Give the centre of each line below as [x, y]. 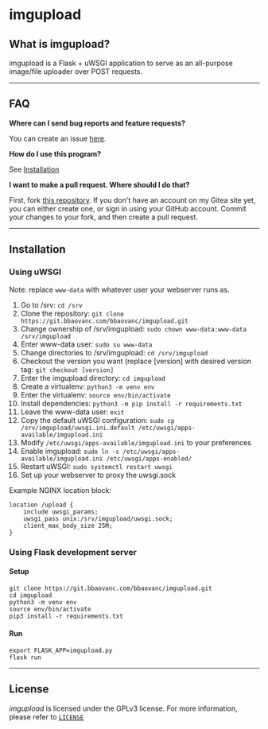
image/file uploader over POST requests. [76, 72]
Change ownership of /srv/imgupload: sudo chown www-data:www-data [134, 328]
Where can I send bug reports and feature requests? [97, 123]
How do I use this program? [55, 153]
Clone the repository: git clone [72, 313]
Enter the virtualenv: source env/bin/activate [95, 394]
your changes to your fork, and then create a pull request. [103, 217]
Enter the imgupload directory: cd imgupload [93, 378]
